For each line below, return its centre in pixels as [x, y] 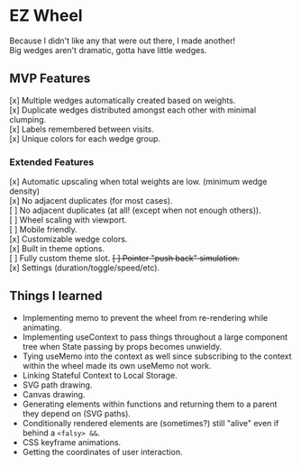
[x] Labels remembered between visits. [82, 129]
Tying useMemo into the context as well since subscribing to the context [157, 356]
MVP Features [50, 79]
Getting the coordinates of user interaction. [102, 452]
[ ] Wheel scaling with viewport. [68, 220]
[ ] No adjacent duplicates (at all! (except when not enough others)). [135, 210]
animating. [42, 327]
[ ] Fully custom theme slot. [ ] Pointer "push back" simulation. [125, 259]
